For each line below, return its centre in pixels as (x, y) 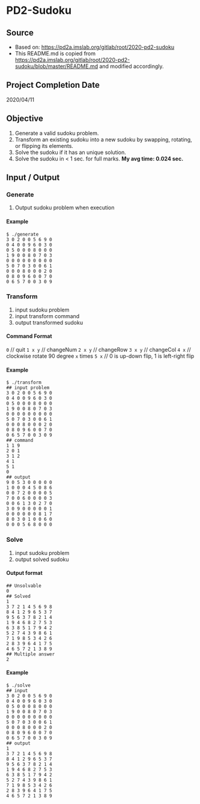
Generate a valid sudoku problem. (57, 133)
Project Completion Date (53, 85)
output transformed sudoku (49, 322)
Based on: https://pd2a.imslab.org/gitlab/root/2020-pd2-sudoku (95, 47)
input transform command (47, 316)
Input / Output (33, 178)
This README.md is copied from (55, 54)
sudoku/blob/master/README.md (56, 66)
